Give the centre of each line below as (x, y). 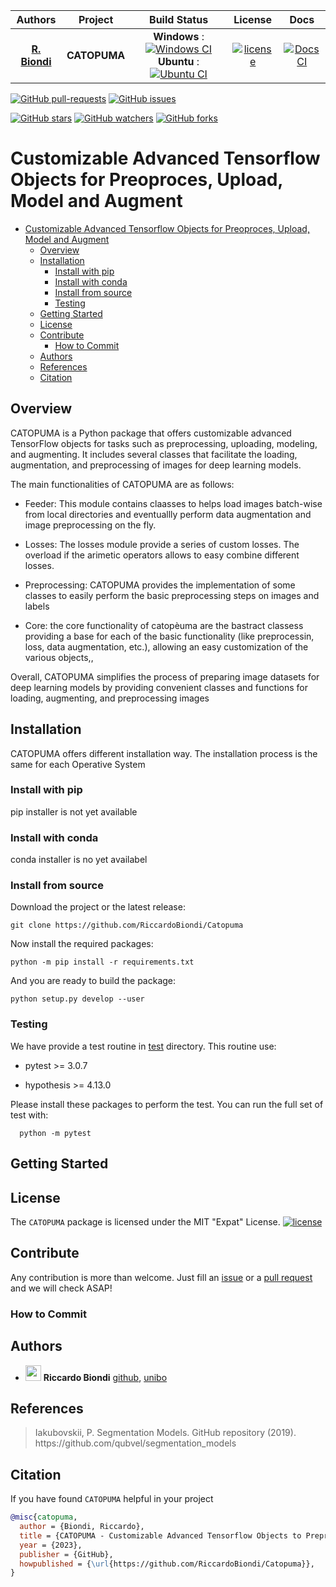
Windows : (179, 36)
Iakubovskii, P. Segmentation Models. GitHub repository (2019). (165, 1433)
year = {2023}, (51, 1545)
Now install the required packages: (82, 944)
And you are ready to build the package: (93, 981)
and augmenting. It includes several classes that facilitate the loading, (154, 454)
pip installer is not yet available (74, 811)
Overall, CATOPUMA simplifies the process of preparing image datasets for (165, 676)
